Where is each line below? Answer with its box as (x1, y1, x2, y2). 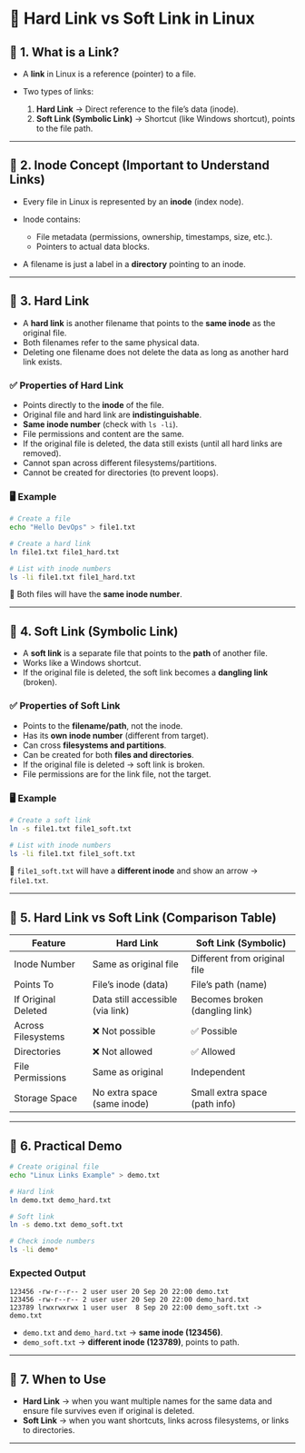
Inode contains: (22, 214, 82, 224)
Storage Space (14, 1092, 78, 1105)
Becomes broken (191, 993, 263, 1006)
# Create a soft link (9, 815, 92, 825)
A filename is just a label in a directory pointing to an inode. (22, 258, 247, 269)
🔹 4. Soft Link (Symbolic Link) (9, 623, 179, 639)
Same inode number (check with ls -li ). (22, 418, 179, 430)
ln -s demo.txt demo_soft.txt (9, 1220, 124, 1229)
